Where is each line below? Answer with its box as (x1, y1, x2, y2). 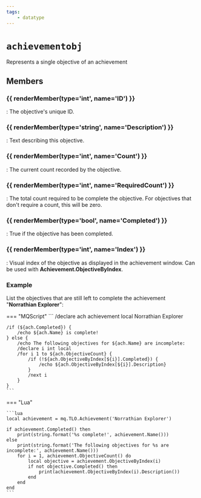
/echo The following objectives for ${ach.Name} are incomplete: (17, 340, 186, 346)
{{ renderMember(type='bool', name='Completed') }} (6, 216, 168, 224)
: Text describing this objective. (6, 137, 85, 144)
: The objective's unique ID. (6, 108, 74, 115)
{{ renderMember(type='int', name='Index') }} (6, 245, 146, 254)
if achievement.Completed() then (6, 426, 91, 432)
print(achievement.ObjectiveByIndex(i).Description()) (38, 468, 180, 475)
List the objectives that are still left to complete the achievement (6, 294, 166, 301)
